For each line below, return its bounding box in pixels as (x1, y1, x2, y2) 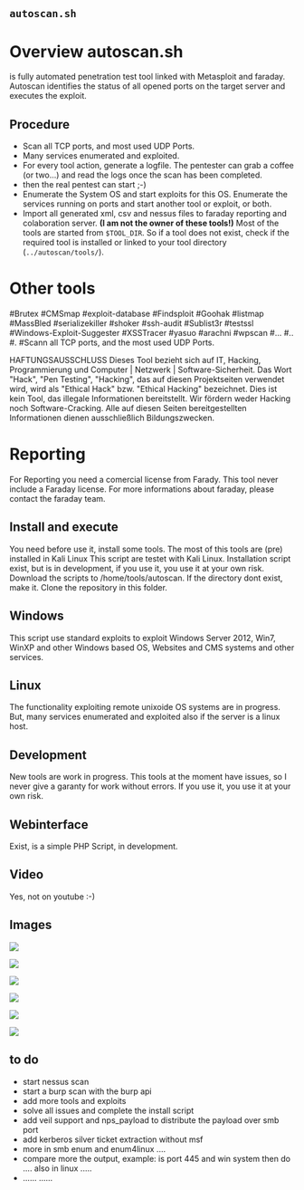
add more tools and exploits (22, 1095, 127, 1106)
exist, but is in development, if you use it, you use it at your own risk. (9, 562, 265, 573)
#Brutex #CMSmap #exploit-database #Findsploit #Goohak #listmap (9, 308, 264, 320)
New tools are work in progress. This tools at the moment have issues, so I (9, 772, 287, 782)
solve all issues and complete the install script (22, 1105, 195, 1116)
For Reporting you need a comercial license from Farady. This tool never (9, 475, 279, 485)
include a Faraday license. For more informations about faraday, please (9, 484, 274, 494)
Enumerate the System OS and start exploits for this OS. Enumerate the (22, 189, 288, 200)
